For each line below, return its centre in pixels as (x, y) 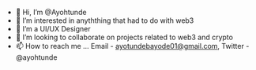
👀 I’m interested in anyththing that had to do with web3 (105, 20)
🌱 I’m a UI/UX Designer (53, 29)
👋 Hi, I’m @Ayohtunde (51, 12)
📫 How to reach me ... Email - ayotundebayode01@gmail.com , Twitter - (132, 46)
